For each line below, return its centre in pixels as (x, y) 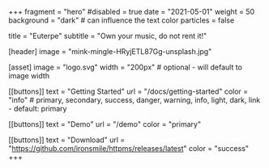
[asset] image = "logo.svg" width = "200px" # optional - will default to (126, 67)
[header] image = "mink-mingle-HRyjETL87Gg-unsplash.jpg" (110, 51)
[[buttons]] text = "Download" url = (67, 140)
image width (29, 76)
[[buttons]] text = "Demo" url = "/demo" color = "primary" (105, 124)
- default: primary (38, 109)
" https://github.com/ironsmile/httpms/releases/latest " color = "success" (129, 148)
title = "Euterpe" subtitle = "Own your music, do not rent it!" (108, 36)
